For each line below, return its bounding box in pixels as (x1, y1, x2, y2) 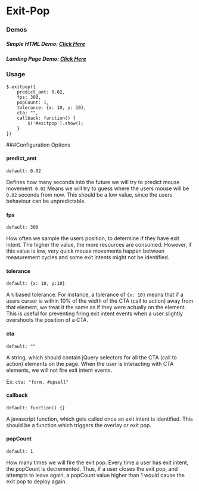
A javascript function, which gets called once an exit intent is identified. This (6, 415, 193, 422)
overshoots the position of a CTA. (6, 316, 88, 324)
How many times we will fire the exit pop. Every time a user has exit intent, (6, 459, 189, 466)
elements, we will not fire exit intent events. (6, 366, 113, 374)
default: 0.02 (6, 168, 42, 174)
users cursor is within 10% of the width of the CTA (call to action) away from (6, 297, 194, 304)
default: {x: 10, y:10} (6, 281, 66, 287)
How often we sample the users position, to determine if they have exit (6, 235, 180, 242)
